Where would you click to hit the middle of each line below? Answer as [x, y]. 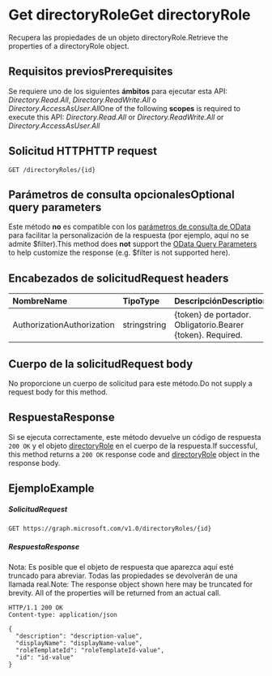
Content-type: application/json [63, 615]
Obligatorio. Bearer [209, 325]
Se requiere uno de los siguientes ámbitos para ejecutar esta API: [118, 91]
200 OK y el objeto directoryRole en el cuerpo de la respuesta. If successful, [133, 446]
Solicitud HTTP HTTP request [83, 151]
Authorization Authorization [64, 325]
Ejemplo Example [51, 489]
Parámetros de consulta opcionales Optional [121, 194]
